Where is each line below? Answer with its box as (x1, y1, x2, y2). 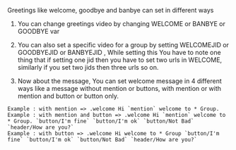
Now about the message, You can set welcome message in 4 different (17, 77, 222, 85)
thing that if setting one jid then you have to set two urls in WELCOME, (17, 56, 223, 64)
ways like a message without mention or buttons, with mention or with (17, 85, 221, 92)
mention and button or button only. (17, 92, 119, 100)
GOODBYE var (17, 27, 60, 35)
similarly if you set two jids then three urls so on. (17, 63, 159, 71)
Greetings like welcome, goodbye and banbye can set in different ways (7, 6, 214, 14)
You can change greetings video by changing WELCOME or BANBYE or (17, 20, 226, 27)
